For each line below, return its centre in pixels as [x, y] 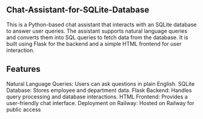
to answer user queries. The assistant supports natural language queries [97, 31]
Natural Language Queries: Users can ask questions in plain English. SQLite [101, 83]
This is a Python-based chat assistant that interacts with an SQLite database [101, 24]
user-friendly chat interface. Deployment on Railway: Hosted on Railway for [101, 103]
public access [24, 109]
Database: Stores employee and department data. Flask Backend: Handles [99, 90]
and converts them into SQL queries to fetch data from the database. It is [97, 37]
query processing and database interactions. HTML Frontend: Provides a [97, 97]
